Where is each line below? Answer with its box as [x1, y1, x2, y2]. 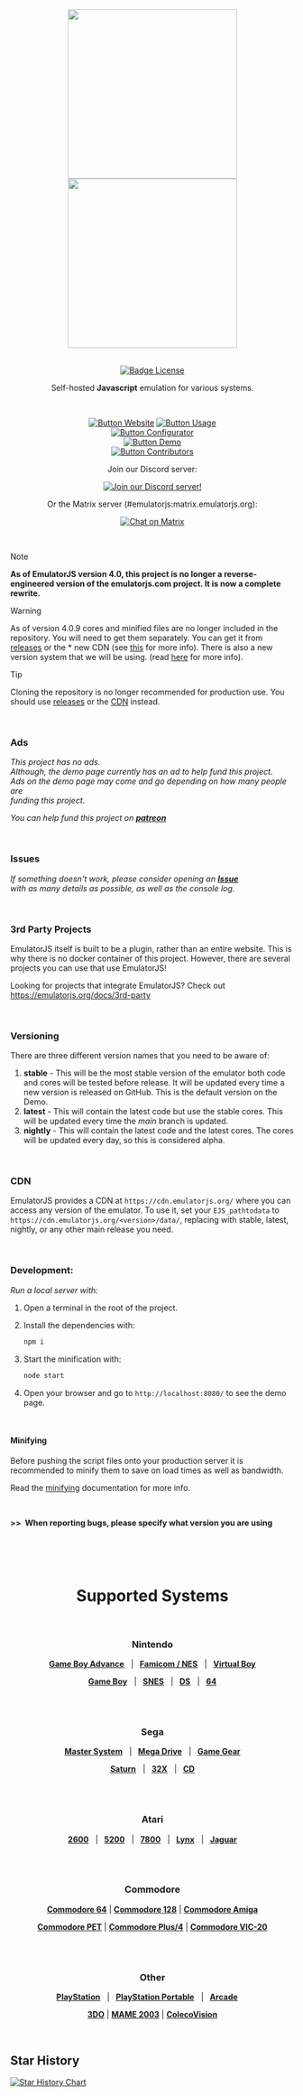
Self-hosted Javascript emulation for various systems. [50, 383, 254, 393]
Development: [10, 1264, 74, 1277]
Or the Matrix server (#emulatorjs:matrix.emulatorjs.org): [47, 498, 258, 509]
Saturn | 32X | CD [110, 1764, 195, 1775]
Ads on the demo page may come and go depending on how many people [10, 776, 288, 787]
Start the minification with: [23, 1354, 122, 1365]
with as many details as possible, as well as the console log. [10, 882, 235, 893]
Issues [10, 852, 41, 865]
